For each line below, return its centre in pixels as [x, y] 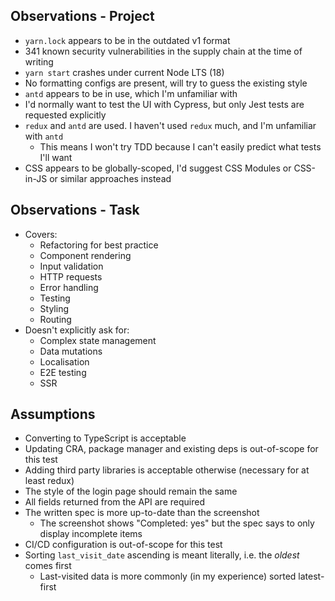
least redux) [49, 481]
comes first [48, 566]
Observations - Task [75, 210]
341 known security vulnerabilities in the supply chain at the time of [163, 51]
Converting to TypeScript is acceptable [105, 438]
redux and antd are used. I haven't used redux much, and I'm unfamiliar [170, 125]
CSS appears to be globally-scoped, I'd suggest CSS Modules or [158, 168]
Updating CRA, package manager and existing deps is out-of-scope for [171, 449]
